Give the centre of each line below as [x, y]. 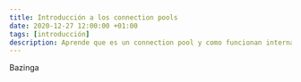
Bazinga [24, 68]
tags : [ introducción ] [50, 34]
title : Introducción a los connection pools [94, 17]
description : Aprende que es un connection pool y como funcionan [136, 42]
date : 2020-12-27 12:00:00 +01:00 [74, 26]
